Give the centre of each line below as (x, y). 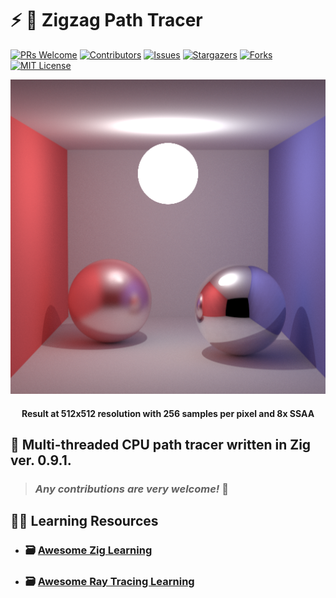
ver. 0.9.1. (41, 460)
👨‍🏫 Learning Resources (84, 521)
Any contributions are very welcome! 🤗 (131, 489)
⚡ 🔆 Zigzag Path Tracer (106, 20)
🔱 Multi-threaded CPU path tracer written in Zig (161, 444)
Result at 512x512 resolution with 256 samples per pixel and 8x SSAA (168, 413)
